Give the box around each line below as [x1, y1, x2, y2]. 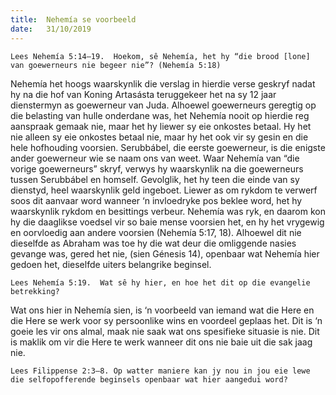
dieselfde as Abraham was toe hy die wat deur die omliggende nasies [10, 237, 297, 249]
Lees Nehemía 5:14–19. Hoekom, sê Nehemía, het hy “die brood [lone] [10, 51, 311, 61]
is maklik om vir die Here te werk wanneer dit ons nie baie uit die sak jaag [10, 336, 313, 348]
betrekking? [10, 286, 60, 296]
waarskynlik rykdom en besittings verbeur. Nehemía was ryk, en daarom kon [10, 205, 326, 217]
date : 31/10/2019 [10, 24, 92, 34]
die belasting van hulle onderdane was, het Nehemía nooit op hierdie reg [10, 109, 310, 121]
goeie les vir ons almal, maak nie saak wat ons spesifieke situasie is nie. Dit [10, 325, 320, 337]
